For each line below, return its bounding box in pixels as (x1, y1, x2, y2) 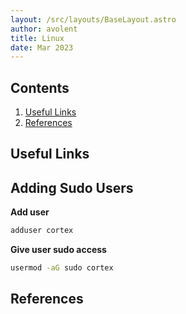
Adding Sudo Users (10, 179, 134, 196)
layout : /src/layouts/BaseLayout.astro (10, 14, 177, 25)
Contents (10, 79, 70, 96)
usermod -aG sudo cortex (10, 263, 114, 273)
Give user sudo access (10, 244, 107, 256)
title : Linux (10, 33, 65, 43)
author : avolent (10, 24, 78, 34)
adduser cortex (10, 226, 74, 236)
